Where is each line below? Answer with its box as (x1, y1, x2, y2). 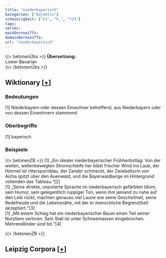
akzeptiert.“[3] (5, 205, 35, 211)
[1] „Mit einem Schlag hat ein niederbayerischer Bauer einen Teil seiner (5, 210, 150, 217)
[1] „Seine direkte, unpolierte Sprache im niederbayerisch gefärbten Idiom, (5, 184, 157, 190)
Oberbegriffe (5, 123, 37, 129)
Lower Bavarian (5, 58, 37, 65)
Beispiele (5, 146, 28, 153)
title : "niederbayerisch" (5, 7, 58, 12)
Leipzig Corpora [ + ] (5, 245, 67, 254)
